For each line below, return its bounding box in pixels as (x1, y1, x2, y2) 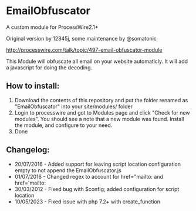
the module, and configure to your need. (14, 122, 113, 129)
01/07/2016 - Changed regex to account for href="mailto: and (14, 173, 163, 180)
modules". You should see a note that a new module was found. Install (14, 115, 184, 122)
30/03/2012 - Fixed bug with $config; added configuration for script (14, 185, 180, 192)
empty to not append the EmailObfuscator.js (14, 166, 121, 174)
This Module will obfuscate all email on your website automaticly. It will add (6, 58, 188, 65)
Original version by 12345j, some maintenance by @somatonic (6, 35, 157, 42)
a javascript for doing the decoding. (6, 63, 93, 71)
